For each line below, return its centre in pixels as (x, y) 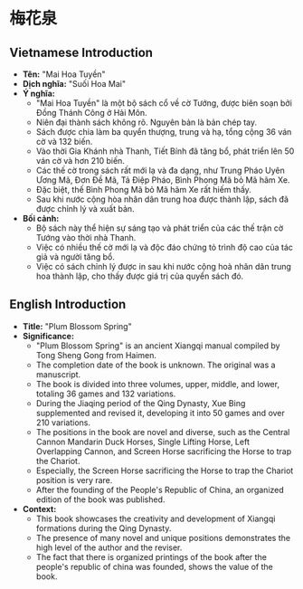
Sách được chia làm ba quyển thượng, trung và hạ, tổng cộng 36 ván (164, 132)
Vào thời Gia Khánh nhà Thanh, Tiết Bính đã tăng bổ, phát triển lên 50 (165, 151)
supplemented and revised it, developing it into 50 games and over (160, 413)
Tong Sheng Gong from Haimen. (96, 355)
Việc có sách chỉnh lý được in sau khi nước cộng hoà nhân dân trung (164, 266)
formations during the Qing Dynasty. (104, 528)
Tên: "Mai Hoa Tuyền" (64, 74)
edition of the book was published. (100, 499)
